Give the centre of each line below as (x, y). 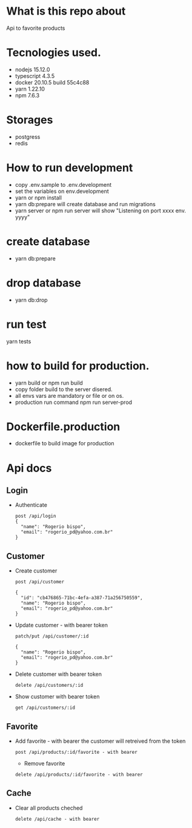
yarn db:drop (31, 300)
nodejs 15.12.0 (32, 69)
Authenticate (31, 505)
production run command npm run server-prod (73, 402)
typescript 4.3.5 (35, 76)
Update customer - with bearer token (61, 625)
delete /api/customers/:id (49, 686)
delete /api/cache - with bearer (57, 819)
